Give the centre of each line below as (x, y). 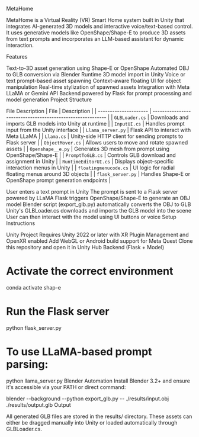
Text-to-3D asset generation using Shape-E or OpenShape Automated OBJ (98, 68)
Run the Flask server (58, 312)
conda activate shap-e (33, 287)
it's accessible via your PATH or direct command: (66, 387)
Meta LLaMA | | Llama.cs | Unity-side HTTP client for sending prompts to (95, 136)
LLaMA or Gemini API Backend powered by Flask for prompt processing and (99, 93)
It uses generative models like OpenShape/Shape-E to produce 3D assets (96, 33)
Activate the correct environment (90, 271)
